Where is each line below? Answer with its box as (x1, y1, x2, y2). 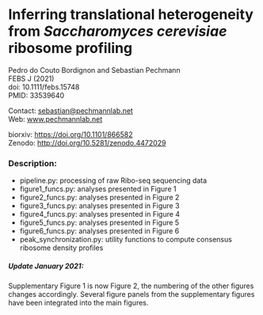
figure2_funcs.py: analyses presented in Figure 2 (19, 192, 180, 203)
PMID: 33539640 (8, 90, 65, 100)
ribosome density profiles (19, 243, 104, 252)
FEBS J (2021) (8, 74, 55, 83)
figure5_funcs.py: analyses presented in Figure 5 (19, 218, 180, 227)
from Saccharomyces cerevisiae (8, 22, 227, 40)
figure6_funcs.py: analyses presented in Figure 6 (19, 226, 180, 236)
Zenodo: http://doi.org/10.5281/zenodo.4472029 (8, 138, 166, 147)
